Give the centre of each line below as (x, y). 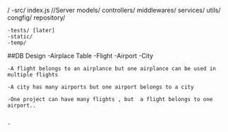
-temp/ (17, 43)
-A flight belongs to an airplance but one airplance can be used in (112, 69)
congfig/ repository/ (36, 18)
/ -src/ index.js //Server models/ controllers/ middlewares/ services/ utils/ (114, 10)
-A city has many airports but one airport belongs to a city (101, 87)
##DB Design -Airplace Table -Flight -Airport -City (80, 56)
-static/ (20, 37)
